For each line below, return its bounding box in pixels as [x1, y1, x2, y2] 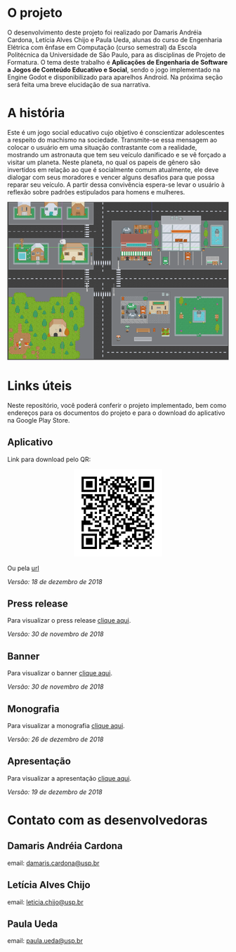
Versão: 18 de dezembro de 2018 [7, 577, 103, 586]
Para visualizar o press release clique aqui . [7, 616, 131, 625]
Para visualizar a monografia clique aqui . [7, 721, 125, 729]
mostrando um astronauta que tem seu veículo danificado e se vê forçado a [7, 150, 227, 159]
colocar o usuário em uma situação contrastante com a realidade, [7, 143, 197, 152]
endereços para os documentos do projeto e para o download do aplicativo [7, 409, 225, 417]
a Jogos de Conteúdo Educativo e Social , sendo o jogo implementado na [7, 65, 221, 74]
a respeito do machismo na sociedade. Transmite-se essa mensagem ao [7, 135, 218, 144]
